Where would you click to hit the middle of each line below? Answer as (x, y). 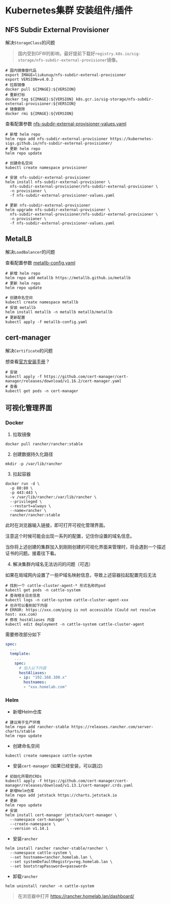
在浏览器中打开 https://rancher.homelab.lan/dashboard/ (76, 896)
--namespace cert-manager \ (40, 820)
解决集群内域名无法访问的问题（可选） (53, 564)
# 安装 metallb (21, 307)
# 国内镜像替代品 (21, 71)
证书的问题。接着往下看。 (32, 553)
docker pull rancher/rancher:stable (44, 444)
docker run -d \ (22, 484)
